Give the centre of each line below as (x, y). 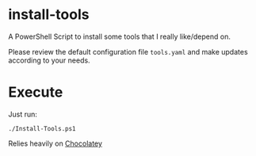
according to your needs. (49, 60)
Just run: (23, 114)
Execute (36, 92)
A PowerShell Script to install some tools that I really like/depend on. (120, 36)
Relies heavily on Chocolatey (55, 143)
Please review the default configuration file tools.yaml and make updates (128, 51)
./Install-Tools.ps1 (42, 128)
